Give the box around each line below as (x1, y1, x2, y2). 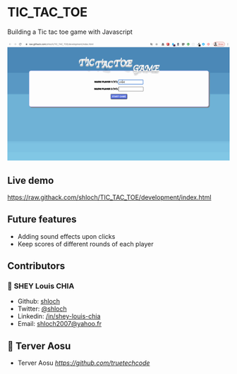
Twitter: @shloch (17, 304, 67, 313)
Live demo (7, 174, 54, 187)
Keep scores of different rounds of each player (17, 239, 154, 248)
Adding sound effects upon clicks (17, 232, 116, 240)
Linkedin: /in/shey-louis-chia (17, 312, 101, 320)
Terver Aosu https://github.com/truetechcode (17, 359, 150, 367)
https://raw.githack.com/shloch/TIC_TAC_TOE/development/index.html (7, 193, 212, 201)
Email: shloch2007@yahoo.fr (17, 320, 102, 328)
